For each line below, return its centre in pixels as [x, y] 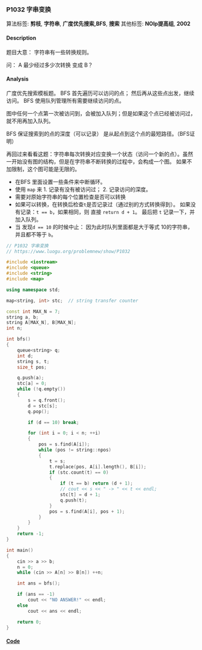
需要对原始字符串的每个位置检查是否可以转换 [70, 197]
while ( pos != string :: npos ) [75, 450]
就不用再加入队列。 [30, 121]
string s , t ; [33, 361]
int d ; [25, 356]
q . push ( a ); [31, 378]
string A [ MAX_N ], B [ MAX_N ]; [41, 323]
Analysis [17, 79]
